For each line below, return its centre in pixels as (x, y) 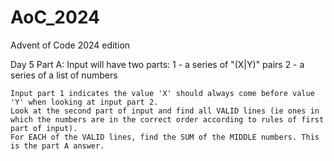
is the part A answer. (57, 146)
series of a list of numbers (64, 75)
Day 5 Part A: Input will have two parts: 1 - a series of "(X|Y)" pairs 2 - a (157, 64)
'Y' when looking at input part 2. (84, 102)
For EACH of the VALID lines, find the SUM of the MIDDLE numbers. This (165, 137)
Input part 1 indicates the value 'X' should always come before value (162, 93)
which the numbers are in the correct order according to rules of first (167, 119)
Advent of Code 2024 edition (70, 45)
